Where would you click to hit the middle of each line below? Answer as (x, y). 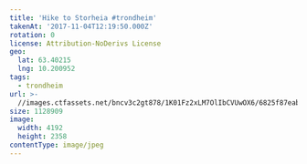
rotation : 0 (32, 35)
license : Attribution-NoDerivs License (85, 43)
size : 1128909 (37, 111)
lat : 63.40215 (44, 60)
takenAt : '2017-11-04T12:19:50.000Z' (81, 26)
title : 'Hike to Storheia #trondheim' (83, 18)
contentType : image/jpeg (57, 145)
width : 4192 (41, 128)
